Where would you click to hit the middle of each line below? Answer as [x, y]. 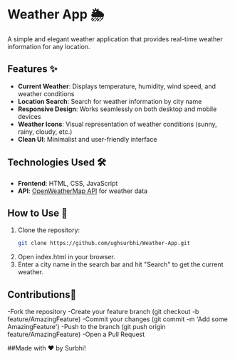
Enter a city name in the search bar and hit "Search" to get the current [120, 264]
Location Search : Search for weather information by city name [110, 101]
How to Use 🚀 [37, 213]
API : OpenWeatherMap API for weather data [83, 191]
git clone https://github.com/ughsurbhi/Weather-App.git [104, 244]
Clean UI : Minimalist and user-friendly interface [87, 139]
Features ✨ [32, 69]
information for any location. [49, 46]
